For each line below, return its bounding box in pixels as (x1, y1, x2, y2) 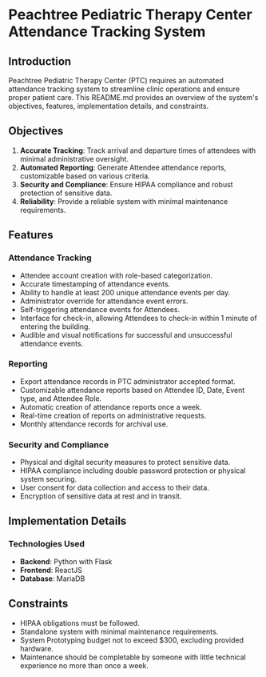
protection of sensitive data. (19, 188, 113, 198)
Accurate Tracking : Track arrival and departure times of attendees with (19, 146, 256, 155)
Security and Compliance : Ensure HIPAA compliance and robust (19, 179, 233, 189)
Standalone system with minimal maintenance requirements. (19, 627, 219, 636)
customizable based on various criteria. (19, 170, 150, 181)
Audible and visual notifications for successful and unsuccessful (19, 330, 233, 339)
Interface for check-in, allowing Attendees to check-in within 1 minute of (19, 313, 257, 322)
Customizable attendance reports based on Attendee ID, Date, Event (19, 385, 245, 395)
